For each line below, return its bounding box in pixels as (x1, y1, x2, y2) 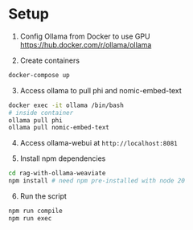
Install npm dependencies (19, 154, 106, 163)
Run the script (19, 191, 67, 201)
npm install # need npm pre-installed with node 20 (8, 177, 185, 185)
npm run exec (8, 214, 52, 222)
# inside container (8, 109, 74, 117)
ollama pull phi (8, 116, 63, 125)
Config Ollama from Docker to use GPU (19, 31, 150, 41)
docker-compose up (8, 71, 70, 79)
